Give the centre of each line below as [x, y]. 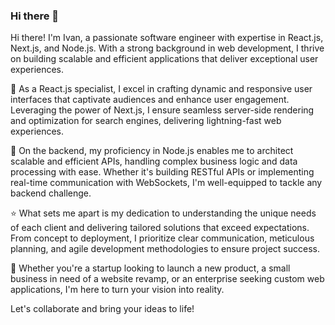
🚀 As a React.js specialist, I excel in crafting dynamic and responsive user [161, 89]
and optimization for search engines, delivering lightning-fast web [146, 121]
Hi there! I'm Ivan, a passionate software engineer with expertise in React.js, [167, 38]
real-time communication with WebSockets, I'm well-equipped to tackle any [166, 183]
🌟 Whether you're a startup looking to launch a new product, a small [150, 268]
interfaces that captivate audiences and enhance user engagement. [150, 100]
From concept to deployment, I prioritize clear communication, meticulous [162, 238]
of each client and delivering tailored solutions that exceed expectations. [160, 228]
